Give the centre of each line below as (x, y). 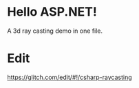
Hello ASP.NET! (52, 12)
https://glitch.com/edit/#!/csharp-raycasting (69, 77)
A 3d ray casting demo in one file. (55, 31)
